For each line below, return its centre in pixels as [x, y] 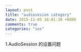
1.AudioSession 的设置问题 [33, 44]
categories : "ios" [25, 29]
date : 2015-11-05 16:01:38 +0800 [41, 19]
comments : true [21, 24]
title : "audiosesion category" [38, 15]
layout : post [19, 10]
